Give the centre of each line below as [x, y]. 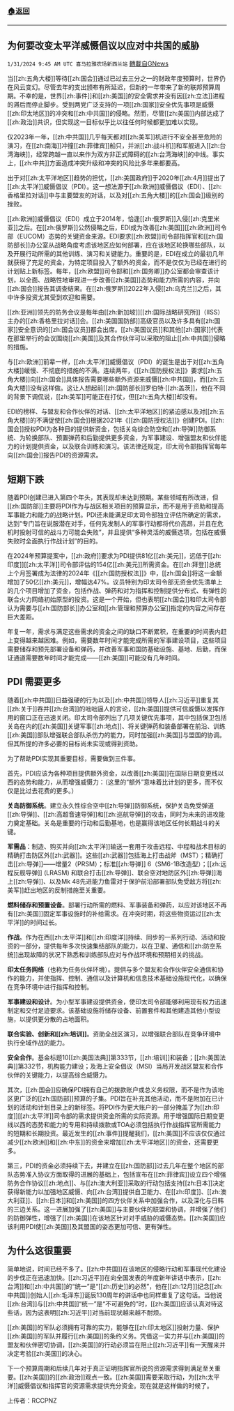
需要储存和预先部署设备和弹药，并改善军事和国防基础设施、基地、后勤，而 [114, 649]
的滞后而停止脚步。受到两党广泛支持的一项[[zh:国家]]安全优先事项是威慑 [111, 105]
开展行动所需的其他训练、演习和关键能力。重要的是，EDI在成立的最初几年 [119, 254]
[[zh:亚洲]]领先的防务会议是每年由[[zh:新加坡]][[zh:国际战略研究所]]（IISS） [116, 312]
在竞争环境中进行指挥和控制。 [50, 987]
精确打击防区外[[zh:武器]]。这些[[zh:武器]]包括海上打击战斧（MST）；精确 [112, 855]
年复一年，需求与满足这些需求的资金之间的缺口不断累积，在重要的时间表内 [114, 631]
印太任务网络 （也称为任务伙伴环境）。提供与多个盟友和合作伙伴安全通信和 [112, 969]
